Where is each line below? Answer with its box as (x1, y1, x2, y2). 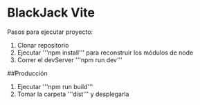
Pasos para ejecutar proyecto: (7, 28, 93, 36)
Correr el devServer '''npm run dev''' (17, 55, 123, 64)
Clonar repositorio (17, 41, 69, 49)
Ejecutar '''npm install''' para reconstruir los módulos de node (17, 48, 194, 57)
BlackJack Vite (7, 5, 96, 21)
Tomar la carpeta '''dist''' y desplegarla (17, 90, 129, 98)
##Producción (7, 69, 48, 77)
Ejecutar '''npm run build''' (17, 82, 93, 90)
